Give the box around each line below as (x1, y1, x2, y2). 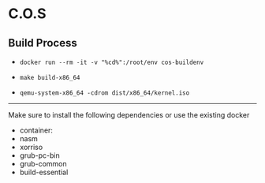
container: (19, 125, 54, 135)
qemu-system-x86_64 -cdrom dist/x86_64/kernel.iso (19, 89, 190, 97)
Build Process (8, 36, 77, 50)
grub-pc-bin (19, 151, 61, 160)
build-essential (19, 167, 69, 177)
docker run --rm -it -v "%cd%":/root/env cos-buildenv (19, 58, 204, 66)
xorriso (19, 143, 43, 151)
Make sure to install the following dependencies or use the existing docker (8, 110, 250, 119)
